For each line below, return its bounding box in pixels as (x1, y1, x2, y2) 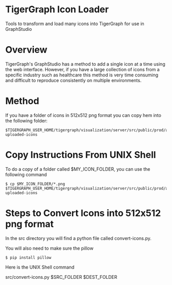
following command (5, 171, 47, 177)
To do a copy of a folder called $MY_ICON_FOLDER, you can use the (5, 166, 150, 172)
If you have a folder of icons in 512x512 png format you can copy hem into (5, 112, 161, 118)
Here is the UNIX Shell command (5, 264, 75, 270)
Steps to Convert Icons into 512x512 (5, 207, 161, 219)
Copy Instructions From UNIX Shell (5, 149, 156, 160)
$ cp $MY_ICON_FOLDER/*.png (5, 181, 66, 187)
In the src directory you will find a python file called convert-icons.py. (5, 235, 152, 241)
